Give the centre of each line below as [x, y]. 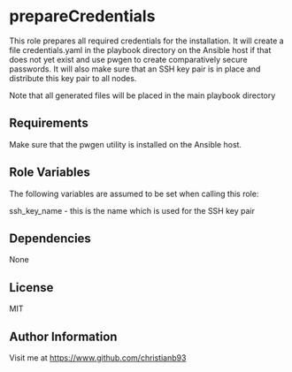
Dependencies [50, 238]
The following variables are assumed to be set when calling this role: [134, 194]
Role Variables [50, 173]
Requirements [49, 123]
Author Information [63, 336]
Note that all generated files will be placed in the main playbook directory [142, 95]
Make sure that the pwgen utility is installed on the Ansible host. [125, 144]
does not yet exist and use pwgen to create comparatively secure [128, 59]
